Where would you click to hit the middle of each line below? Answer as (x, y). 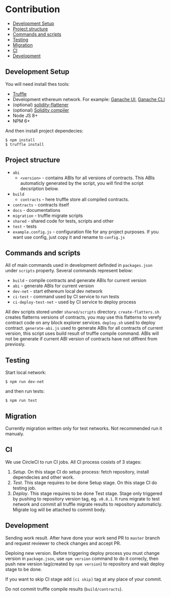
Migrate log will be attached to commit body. (59, 510)
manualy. (15, 434)
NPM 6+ (21, 121)
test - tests (25, 226)
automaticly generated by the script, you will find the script (82, 183)
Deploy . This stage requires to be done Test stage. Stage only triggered (87, 493)
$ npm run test (21, 401)
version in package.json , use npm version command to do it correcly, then (82, 558)
